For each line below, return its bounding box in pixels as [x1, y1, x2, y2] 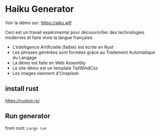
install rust [5, 85, 39, 93]
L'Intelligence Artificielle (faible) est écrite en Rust [12, 44, 114, 50]
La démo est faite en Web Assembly [12, 60, 86, 66]
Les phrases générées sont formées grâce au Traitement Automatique [12, 49, 156, 55]
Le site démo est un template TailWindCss [12, 65, 98, 71]
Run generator [5, 112, 50, 120]
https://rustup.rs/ [5, 98, 40, 103]
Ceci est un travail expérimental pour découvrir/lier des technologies [5, 29, 145, 35]
